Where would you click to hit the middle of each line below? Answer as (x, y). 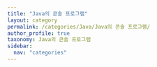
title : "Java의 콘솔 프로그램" (47, 14)
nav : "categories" (40, 53)
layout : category (32, 20)
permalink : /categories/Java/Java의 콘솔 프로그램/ (79, 27)
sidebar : (20, 46)
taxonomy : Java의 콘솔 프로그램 (49, 40)
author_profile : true (39, 33)
